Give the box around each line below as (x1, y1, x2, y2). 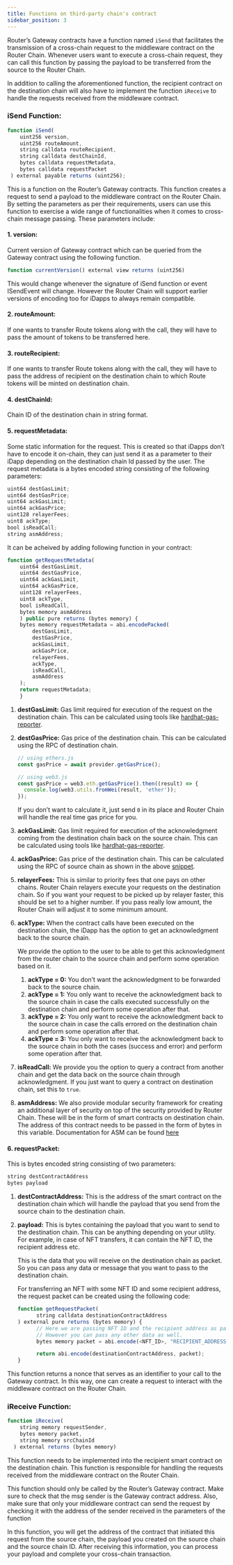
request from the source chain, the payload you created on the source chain (7, 1534, 226, 1543)
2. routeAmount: (7, 310, 56, 318)
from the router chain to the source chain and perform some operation (17, 955, 219, 963)
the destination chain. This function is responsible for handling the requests (7, 1463, 224, 1472)
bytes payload (7, 1180, 49, 1187)
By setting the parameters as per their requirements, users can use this (7, 199, 211, 208)
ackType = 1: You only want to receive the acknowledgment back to (27, 990, 223, 999)
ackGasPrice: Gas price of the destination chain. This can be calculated (17, 855, 224, 863)
